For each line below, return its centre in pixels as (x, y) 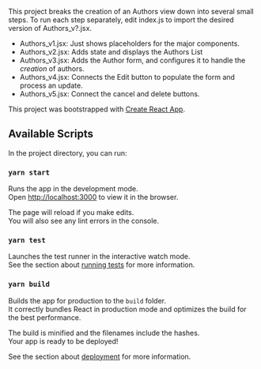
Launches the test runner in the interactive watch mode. (100, 257)
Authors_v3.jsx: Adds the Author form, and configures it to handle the (132, 60)
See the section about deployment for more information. (100, 356)
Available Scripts (51, 134)
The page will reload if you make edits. (71, 213)
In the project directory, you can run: (68, 152)
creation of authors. (52, 69)
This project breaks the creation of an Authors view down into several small (131, 11)
